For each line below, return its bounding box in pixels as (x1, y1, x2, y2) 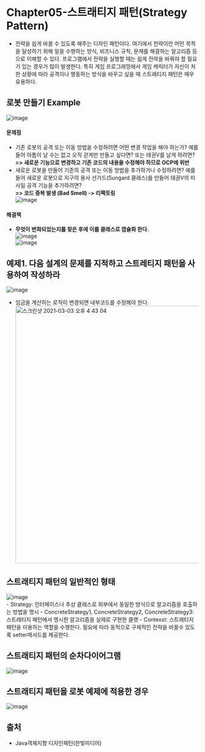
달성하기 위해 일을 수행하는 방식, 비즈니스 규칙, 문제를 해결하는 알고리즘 (21, 47, 191, 55)
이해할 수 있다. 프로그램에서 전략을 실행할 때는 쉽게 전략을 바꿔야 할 (26, 55, 186, 62)
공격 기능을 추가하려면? (26, 181, 82, 189)
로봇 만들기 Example (6, 98, 81, 108)
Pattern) (6, 19, 49, 33)
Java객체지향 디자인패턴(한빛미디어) (15, 739, 102, 747)
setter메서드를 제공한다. (12, 631, 70, 638)
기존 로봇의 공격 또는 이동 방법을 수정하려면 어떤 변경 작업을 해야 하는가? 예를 (15, 143, 199, 151)
